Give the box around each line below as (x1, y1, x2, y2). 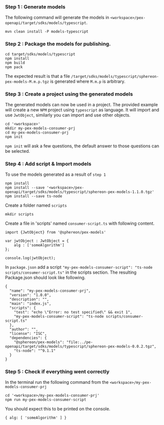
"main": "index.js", (9, 301, 51, 307)
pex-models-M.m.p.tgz (5, 79, 49, 84)
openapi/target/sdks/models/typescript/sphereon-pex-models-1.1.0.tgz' (5, 189, 154, 194)
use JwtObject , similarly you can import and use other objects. (5, 112, 131, 118)
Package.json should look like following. (5, 275, 86, 281)
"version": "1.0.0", (9, 293, 51, 298)
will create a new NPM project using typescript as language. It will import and (5, 107, 160, 113)
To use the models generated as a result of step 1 (5, 171, 106, 177)
